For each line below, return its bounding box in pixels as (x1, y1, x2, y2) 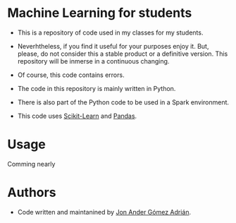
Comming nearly (7, 159, 56, 168)
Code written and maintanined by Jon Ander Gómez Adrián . (17, 207, 192, 216)
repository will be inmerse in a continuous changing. (17, 56, 170, 65)
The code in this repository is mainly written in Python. (17, 84, 176, 92)
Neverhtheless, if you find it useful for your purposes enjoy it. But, (17, 42, 209, 50)
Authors (7, 185, 56, 200)
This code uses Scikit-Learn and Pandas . (17, 111, 137, 120)
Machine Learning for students (7, 5, 192, 21)
